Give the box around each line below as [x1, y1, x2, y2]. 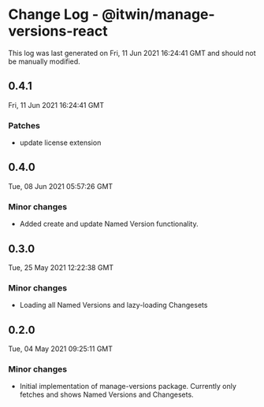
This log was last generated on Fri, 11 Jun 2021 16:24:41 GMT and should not [8, 48, 256, 57]
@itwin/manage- [101, 6, 215, 24]
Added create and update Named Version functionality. [19, 219, 199, 229]
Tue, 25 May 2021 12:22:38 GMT [8, 262, 114, 272]
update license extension [19, 138, 102, 147]
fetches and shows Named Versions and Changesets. [19, 390, 195, 399]
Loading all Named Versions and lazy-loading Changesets [19, 301, 208, 310]
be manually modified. [8, 57, 80, 66]
